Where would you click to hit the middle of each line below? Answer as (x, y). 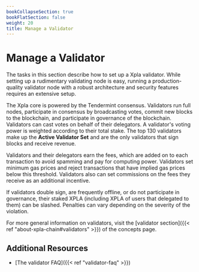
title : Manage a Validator (40, 28)
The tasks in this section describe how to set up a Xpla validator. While (94, 75)
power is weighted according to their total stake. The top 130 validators (94, 131)
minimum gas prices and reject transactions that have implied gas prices (96, 168)
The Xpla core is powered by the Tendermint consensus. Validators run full (98, 105)
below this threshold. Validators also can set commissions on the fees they (98, 174)
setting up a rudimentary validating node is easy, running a (79, 81)
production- (167, 81)
